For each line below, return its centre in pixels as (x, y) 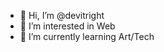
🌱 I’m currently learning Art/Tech (87, 36)
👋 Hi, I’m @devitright (62, 15)
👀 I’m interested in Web (67, 26)
